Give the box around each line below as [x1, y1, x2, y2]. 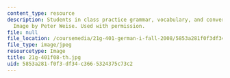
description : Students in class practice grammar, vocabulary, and [7, 16, 204, 23]
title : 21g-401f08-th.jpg [7, 54, 81, 61]
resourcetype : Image [7, 48, 66, 55]
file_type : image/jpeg [7, 41, 72, 48]
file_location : [7, 35, 51, 42]
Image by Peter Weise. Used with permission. [13, 22, 146, 29]
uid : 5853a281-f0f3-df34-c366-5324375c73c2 [7, 60, 133, 67]
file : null [7, 28, 38, 36]
